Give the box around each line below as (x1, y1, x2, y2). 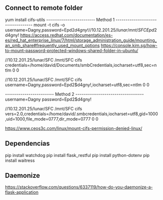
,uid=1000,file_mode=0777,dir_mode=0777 (5, 116, 91, 122)
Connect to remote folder (5, 4, 83, 12)
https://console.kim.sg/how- (100, 42, 158, 48)
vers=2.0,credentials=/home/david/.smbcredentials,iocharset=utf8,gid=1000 (5, 111, 158, 117)
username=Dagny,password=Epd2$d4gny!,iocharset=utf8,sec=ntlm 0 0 (5, 82, 149, 88)
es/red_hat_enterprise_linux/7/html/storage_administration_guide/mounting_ (5, 37, 157, 43)
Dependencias (5, 139, 50, 148)
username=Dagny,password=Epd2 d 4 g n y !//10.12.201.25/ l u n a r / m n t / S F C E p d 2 (5, 27, 157, 33)
